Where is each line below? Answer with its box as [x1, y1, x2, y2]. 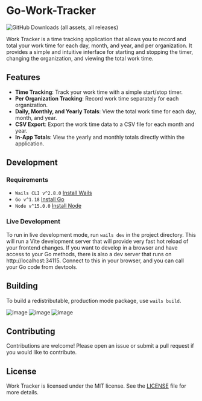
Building [6, 281, 38, 291]
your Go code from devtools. [6, 263, 78, 270]
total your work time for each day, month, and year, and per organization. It [6, 42, 192, 49]
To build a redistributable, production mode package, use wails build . [6, 297, 181, 304]
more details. [6, 389, 39, 396]
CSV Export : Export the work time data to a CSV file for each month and [14, 121, 195, 128]
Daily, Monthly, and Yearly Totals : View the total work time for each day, [14, 107, 197, 115]
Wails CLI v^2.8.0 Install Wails [14, 189, 92, 197]
